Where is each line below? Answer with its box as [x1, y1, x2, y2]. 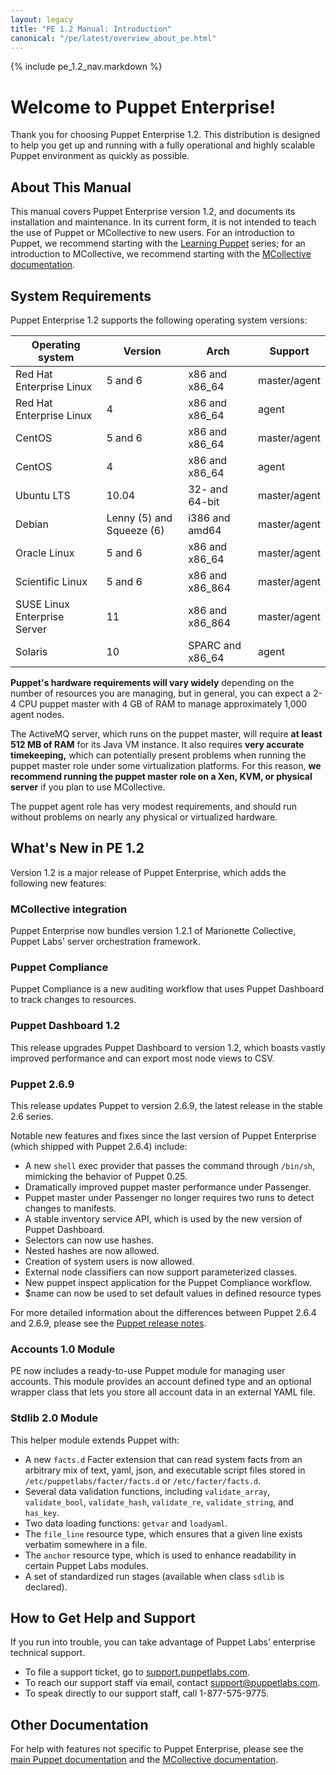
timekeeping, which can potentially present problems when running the [10, 749, 307, 761]
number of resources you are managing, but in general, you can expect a [10, 687, 311, 699]
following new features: [10, 877, 107, 889]
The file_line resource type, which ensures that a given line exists [24, 1527, 303, 1540]
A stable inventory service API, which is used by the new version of [24, 1212, 303, 1225]
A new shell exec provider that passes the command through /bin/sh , [24, 1159, 316, 1171]
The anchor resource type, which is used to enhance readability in [24, 1549, 297, 1561]
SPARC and [188, 638, 242, 652]
